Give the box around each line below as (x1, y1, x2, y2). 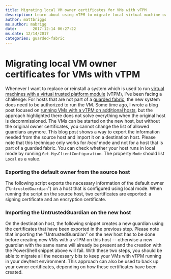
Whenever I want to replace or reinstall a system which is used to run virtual (5, 85, 164, 92)
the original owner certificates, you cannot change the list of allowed (5, 123, 149, 129)
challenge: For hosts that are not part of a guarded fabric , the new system (5, 96, 160, 102)
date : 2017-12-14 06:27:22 (5, 26, 76, 32)
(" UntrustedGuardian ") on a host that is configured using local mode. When (5, 185, 162, 191)
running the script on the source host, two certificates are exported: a (5, 191, 152, 197)
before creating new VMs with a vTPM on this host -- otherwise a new (5, 237, 153, 243)
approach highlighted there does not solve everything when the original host (5, 113, 166, 119)
